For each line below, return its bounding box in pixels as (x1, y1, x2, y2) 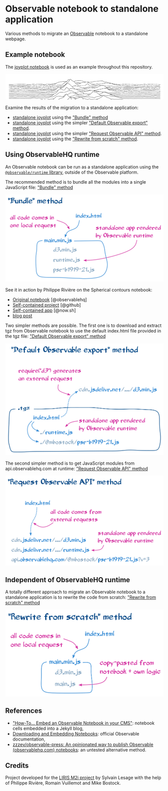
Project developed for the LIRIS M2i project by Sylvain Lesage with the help (5, 775, 161, 781)
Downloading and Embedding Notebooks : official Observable (12, 730, 139, 737)
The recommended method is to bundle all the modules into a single (5, 179, 146, 185)
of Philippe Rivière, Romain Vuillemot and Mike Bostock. (5, 780, 121, 786)
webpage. (5, 36, 26, 42)
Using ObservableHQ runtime (5, 150, 100, 159)
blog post (12, 313, 33, 319)
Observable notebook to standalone (5, 3, 159, 15)
